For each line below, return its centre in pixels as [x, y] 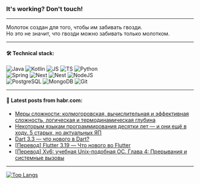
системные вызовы [39, 158]
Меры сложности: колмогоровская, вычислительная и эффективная [102, 113]
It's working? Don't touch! [45, 9]
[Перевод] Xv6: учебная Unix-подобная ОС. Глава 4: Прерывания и [101, 151]
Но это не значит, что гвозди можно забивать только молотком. [88, 34]
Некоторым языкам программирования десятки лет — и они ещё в [101, 126]
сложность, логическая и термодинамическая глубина [85, 120]
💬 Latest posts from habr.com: [44, 100]
